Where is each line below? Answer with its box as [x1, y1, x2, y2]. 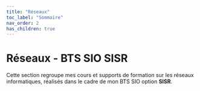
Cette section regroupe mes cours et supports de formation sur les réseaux [6, 72, 195, 79]
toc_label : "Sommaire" [6, 14, 63, 20]
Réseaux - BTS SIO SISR [6, 52, 128, 65]
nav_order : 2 [6, 20, 39, 26]
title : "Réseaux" [6, 8, 50, 15]
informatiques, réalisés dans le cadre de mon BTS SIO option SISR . [6, 78, 173, 85]
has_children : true [6, 25, 56, 32]
